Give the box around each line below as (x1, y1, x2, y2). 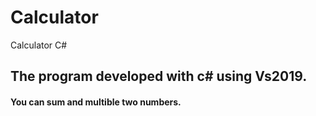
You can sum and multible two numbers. (10, 96, 182, 108)
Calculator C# (10, 39, 68, 51)
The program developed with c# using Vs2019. (10, 68, 308, 85)
